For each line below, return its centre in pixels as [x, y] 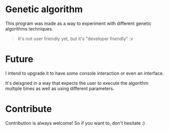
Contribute [29, 109]
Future [20, 59]
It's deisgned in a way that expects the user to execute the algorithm [77, 83]
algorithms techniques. [29, 28]
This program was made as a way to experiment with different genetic [78, 23]
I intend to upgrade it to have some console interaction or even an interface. [84, 73]
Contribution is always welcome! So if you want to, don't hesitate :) [75, 123]
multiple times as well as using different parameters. [60, 88]
